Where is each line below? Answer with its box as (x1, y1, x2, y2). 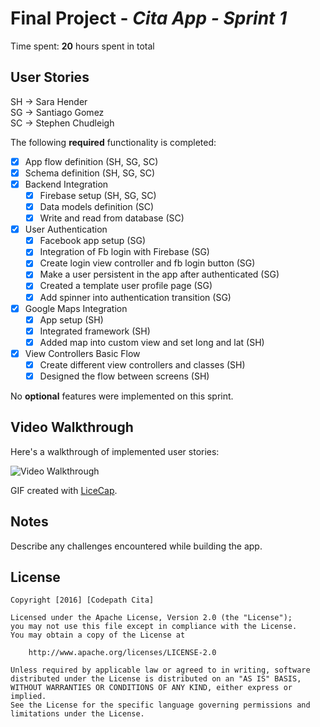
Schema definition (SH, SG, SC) (24, 167, 155, 179)
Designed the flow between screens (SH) (39, 370, 210, 382)
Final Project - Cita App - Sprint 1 (10, 7, 288, 30)
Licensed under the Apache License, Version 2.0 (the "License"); (10, 613, 293, 623)
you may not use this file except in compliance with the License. (10, 622, 298, 632)
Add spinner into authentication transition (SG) (39, 291, 232, 303)
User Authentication (24, 223, 108, 236)
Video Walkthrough (10, 419, 134, 436)
